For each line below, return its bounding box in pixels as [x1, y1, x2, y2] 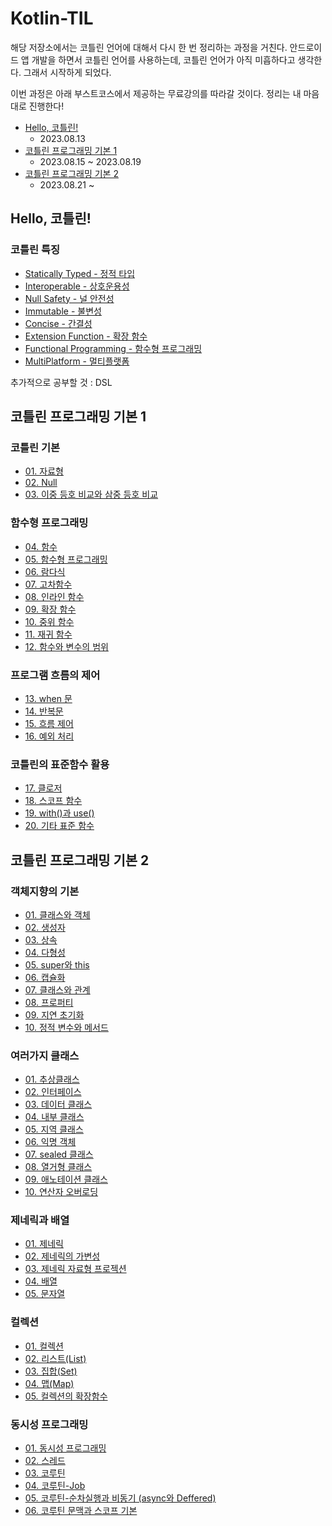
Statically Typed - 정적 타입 [24, 267, 136, 279]
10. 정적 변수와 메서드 [24, 1021, 109, 1033]
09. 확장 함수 [24, 603, 77, 615]
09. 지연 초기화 [24, 1008, 85, 1021]
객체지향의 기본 [10, 884, 80, 898]
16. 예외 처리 [24, 730, 75, 742]
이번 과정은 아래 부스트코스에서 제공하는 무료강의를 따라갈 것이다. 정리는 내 [10, 87, 302, 99]
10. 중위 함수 [24, 615, 75, 627]
